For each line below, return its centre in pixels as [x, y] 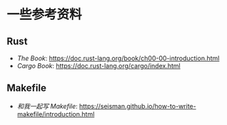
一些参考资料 [45, 15]
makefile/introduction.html [56, 114]
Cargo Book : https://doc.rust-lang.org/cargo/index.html [99, 66]
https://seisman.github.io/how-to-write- [138, 106]
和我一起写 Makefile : [47, 106]
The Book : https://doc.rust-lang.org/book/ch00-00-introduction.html [118, 58]
